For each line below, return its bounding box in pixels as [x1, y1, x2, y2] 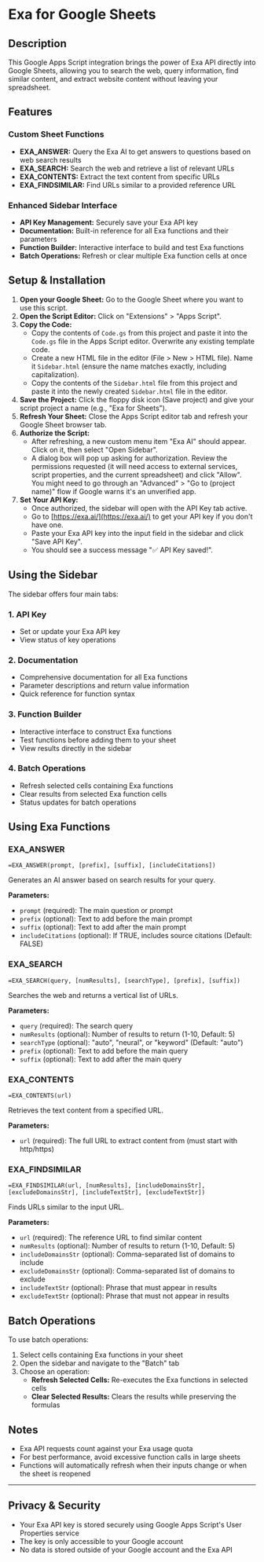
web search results [19, 155, 82, 164]
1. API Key [8, 609, 47, 620]
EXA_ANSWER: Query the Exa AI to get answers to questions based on [19, 147, 251, 156]
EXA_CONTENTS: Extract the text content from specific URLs [19, 171, 220, 181]
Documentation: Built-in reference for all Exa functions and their [19, 225, 229, 235]
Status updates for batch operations [19, 797, 137, 807]
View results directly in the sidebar [19, 743, 132, 753]
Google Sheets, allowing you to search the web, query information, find [8, 66, 239, 75]
